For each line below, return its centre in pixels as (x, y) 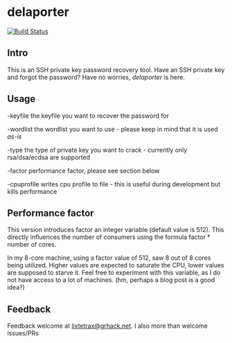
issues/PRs (23, 333)
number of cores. (32, 245)
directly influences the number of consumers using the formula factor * (109, 237)
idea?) (16, 288)
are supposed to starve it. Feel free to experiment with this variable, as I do (114, 273)
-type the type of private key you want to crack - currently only (97, 150)
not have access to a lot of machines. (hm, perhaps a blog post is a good (111, 280)
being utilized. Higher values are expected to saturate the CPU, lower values (116, 265)
